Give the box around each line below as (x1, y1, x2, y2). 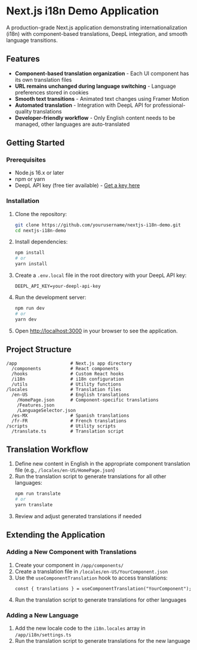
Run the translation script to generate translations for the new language (14, 637, 190, 644)
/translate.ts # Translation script (11, 428, 124, 434)
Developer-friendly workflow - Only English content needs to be (14, 114, 176, 121)
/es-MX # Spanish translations (11, 412, 130, 418)
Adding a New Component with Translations (6, 548, 137, 556)
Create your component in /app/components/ (14, 561, 124, 568)
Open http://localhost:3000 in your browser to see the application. (14, 327, 178, 334)
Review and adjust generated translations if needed (14, 512, 142, 520)
